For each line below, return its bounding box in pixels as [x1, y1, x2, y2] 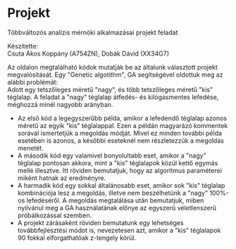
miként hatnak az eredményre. [17, 174, 106, 182]
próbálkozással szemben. [17, 211, 92, 219]
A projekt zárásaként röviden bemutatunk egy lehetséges [17, 218, 185, 226]
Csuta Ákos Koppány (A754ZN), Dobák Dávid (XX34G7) [7, 49, 170, 58]
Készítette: [7, 41, 39, 50]
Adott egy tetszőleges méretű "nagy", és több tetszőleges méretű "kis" [7, 85, 213, 94]
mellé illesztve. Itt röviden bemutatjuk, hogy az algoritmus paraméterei [17, 166, 222, 174]
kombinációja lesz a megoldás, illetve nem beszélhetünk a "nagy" [17, 189, 209, 197]
